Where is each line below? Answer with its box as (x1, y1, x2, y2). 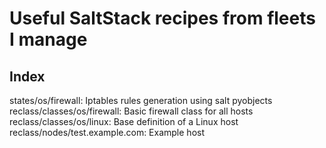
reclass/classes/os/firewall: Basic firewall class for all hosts (9, 105, 254, 117)
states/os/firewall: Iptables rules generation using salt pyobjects (9, 95, 273, 106)
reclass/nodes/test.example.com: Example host (9, 127, 206, 138)
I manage (9, 28, 88, 51)
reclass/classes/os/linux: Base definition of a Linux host (9, 116, 239, 127)
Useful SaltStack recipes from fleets (9, 7, 316, 30)
